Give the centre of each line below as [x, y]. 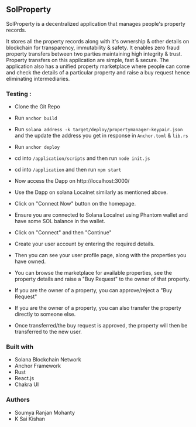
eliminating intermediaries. [38, 78]
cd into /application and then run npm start [68, 170]
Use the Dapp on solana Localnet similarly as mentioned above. [91, 192]
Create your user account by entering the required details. [85, 244]
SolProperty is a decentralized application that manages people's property [96, 23]
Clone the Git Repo [37, 107]
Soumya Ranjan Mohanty [44, 412]
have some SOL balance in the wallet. [60, 221]
